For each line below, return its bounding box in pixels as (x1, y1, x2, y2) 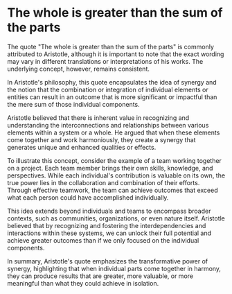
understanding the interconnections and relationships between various (7, 121, 209, 129)
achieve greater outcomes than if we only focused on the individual (7, 236, 199, 244)
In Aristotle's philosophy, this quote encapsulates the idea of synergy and (7, 78, 217, 86)
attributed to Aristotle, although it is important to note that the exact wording (7, 50, 224, 58)
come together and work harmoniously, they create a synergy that (7, 135, 196, 144)
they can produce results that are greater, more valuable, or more (7, 272, 194, 280)
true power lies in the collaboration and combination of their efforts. (7, 178, 200, 187)
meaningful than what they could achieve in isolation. (7, 279, 159, 287)
